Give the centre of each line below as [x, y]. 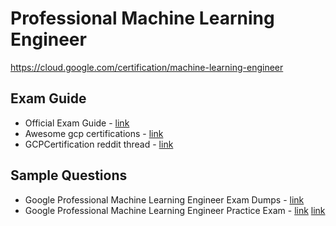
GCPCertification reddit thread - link [99, 144]
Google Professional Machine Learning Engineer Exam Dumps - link [164, 199]
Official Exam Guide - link [77, 123]
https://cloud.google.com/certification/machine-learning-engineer [147, 67]
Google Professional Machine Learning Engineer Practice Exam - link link [175, 210]
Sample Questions [69, 175]
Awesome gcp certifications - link [94, 133]
